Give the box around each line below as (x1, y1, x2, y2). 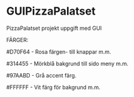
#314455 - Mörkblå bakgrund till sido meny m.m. (6, 60, 129, 67)
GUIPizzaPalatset (6, 4, 96, 18)
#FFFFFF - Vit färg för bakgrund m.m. (6, 84, 100, 91)
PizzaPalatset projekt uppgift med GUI (6, 24, 102, 32)
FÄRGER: (6, 36, 29, 43)
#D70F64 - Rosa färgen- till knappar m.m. (6, 48, 111, 56)
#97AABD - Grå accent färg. (6, 71, 77, 79)
